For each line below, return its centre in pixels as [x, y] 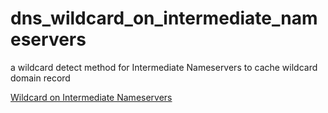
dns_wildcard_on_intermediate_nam [164, 18]
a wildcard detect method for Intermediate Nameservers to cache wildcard [164, 67]
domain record [40, 78]
